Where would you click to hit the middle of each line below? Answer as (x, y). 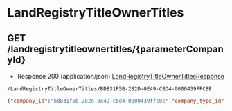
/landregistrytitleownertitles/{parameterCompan (115, 49)
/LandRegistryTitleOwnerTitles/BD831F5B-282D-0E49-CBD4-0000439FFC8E (110, 89)
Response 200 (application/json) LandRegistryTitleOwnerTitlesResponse (121, 76)
